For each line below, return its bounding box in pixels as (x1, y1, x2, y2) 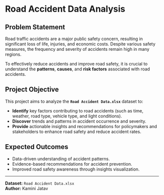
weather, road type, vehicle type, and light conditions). (12, 113, 122, 119)
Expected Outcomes (5, 143, 68, 151)
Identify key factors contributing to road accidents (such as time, (12, 108, 143, 113)
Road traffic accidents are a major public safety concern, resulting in (5, 36, 143, 42)
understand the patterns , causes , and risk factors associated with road (5, 66, 150, 72)
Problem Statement (5, 23, 65, 31)
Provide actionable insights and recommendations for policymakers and (12, 123, 157, 129)
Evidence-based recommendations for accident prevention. (12, 161, 133, 167)
